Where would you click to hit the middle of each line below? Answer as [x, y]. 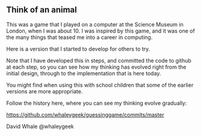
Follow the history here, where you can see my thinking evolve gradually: [97, 103]
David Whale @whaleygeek [40, 126]
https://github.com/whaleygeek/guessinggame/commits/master [85, 114]
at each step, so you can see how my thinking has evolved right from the [96, 67]
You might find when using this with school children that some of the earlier [100, 85]
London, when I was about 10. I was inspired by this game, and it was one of [101, 31]
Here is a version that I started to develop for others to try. [78, 49]
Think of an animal [42, 10]
